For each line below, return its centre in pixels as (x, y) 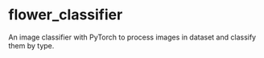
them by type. (31, 45)
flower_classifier (66, 15)
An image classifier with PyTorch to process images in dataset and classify (132, 37)
